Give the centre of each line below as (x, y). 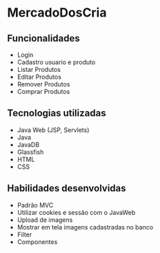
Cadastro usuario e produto (56, 62)
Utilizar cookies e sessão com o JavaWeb (76, 212)
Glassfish (30, 152)
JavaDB (28, 144)
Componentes (37, 242)
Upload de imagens (45, 220)
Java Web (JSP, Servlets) (53, 130)
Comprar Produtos (43, 92)
